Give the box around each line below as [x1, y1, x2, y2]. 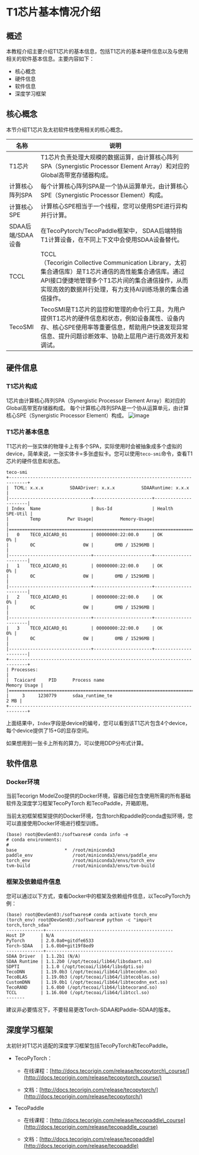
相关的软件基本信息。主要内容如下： [6, 55, 95, 62]
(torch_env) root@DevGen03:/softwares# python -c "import [6, 917, 152, 923]
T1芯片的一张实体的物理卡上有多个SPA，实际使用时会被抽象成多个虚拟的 [6, 442, 182, 450]
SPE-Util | [6, 511, 33, 517]
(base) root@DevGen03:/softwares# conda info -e [6, 832, 129, 838]
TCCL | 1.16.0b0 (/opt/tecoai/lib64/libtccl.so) [6, 989, 150, 995]
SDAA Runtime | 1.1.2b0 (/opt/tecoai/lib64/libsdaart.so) [6, 958, 152, 964]
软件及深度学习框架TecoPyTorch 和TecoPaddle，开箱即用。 [6, 800, 152, 807]
